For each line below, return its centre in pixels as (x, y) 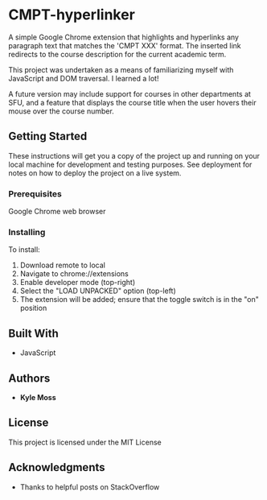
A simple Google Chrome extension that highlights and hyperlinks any (124, 37)
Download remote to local (63, 265)
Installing (27, 232)
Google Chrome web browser (57, 212)
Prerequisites (35, 193)
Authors (29, 378)
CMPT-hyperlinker (72, 15)
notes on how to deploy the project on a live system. (95, 173)
